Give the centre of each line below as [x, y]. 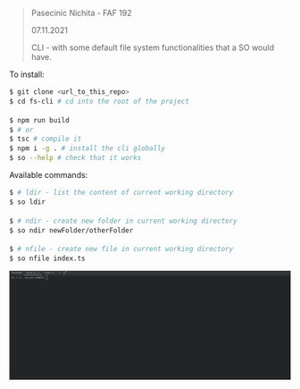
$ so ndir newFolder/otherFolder [71, 230]
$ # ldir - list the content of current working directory [121, 192]
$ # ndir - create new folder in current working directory [124, 221]
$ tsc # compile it [46, 139]
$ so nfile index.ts [48, 258]
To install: [27, 74]
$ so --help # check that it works [75, 158]
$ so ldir [28, 202]
